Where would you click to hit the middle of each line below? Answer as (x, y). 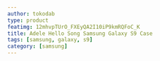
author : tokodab (31, 14)
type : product (28, 20)
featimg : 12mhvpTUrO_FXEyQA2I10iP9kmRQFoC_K (74, 27)
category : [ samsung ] (38, 46)
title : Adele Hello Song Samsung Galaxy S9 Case (80, 33)
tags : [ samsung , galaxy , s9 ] (50, 40)
